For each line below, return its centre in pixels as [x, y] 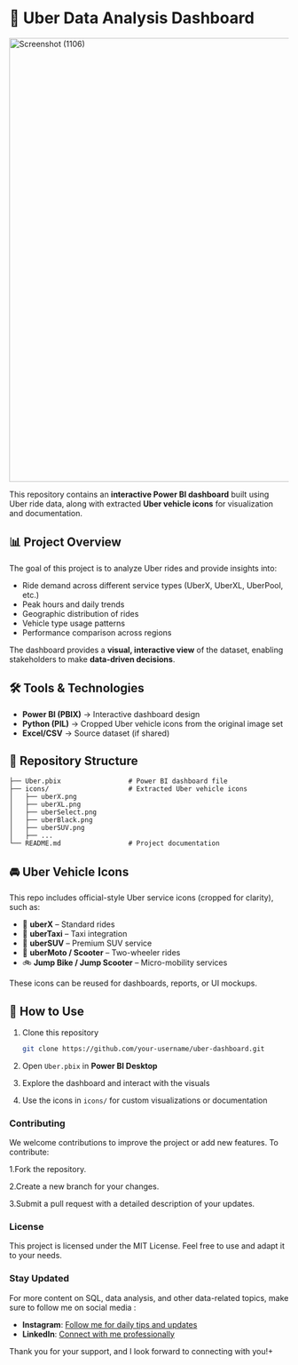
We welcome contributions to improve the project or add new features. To [144, 1143]
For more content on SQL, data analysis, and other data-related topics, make [149, 1297]
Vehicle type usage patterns [74, 623]
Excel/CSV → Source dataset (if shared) [96, 733]
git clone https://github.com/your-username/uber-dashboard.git [143, 1049]
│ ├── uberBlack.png [51, 820]
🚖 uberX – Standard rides [68, 924]
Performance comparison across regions [97, 632]
